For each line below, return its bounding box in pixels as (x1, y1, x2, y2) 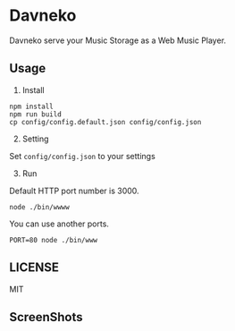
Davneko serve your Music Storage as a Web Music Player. (9, 35, 226, 46)
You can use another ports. (9, 218, 110, 229)
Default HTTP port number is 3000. (9, 185, 140, 196)
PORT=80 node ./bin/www (9, 235, 98, 244)
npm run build (9, 109, 63, 119)
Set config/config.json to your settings (9, 150, 156, 161)
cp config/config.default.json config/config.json (9, 117, 202, 126)
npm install (9, 102, 54, 111)
